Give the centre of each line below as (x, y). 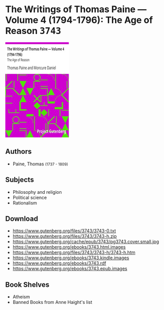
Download (22, 218)
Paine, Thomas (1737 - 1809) (40, 164)
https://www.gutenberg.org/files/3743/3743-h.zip (64, 236)
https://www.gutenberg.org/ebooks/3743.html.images (69, 247)
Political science (30, 197)
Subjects (20, 180)
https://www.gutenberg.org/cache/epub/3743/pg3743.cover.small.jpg (86, 242)
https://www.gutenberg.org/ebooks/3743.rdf (59, 263)
